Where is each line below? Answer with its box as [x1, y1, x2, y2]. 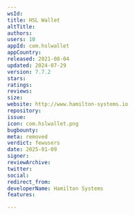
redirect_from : [7, 178, 51, 185]
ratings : [7, 81, 33, 88]
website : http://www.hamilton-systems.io [7, 101, 129, 108]
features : [7, 191, 36, 198]
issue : [7, 113, 26, 120]
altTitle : [7, 23, 36, 30]
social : [7, 172, 30, 179]
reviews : [7, 88, 33, 95]
